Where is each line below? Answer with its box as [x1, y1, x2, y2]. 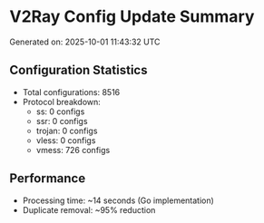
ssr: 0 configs [35, 115, 88, 126]
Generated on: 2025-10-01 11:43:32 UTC [9, 36, 161, 47]
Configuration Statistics [9, 63, 148, 78]
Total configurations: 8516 [22, 86, 121, 97]
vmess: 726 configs [35, 144, 111, 155]
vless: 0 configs [35, 134, 96, 146]
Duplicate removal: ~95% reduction [22, 204, 156, 215]
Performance [9, 170, 86, 187]
